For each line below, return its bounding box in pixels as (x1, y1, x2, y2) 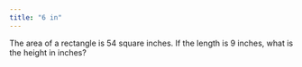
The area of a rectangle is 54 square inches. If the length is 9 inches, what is (9, 38, 294, 48)
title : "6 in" (9, 13, 63, 22)
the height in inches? (9, 46, 87, 58)
